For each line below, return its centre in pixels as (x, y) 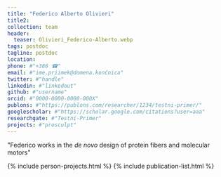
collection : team (33, 27)
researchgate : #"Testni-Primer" (54, 118)
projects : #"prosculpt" (42, 125)
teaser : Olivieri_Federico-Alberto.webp (73, 40)
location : (22, 60)
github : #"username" (38, 92)
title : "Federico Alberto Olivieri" (61, 14)
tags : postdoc (28, 46)
